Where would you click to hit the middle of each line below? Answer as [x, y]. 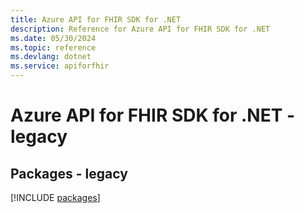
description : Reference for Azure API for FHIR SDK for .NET [140, 29]
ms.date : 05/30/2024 [53, 38]
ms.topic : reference [53, 47]
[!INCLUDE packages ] [55, 197]
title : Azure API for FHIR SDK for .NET [96, 19]
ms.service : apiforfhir [60, 66]
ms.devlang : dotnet [51, 57]
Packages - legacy [69, 173]
